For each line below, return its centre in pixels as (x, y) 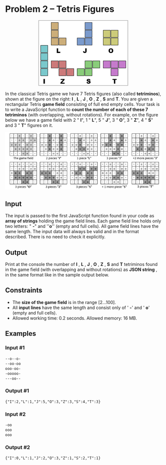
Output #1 (17, 391)
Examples (21, 334)
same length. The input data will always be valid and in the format (72, 232)
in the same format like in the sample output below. (57, 275)
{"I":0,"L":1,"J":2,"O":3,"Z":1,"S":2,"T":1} (53, 458)
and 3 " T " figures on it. (29, 125)
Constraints (24, 290)
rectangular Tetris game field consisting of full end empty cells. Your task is (83, 104)
